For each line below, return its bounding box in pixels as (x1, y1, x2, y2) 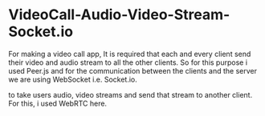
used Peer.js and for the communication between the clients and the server (8, 66, 257, 75)
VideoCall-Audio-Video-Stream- (8, 6, 230, 24)
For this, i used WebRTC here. (8, 98, 107, 108)
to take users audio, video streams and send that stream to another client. (8, 90, 253, 99)
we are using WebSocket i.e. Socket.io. (8, 74, 138, 84)
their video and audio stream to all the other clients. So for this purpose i (8, 58, 247, 67)
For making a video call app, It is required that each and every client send (8, 49, 251, 58)
